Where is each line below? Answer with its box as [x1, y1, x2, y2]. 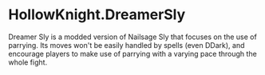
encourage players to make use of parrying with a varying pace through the [8, 49, 257, 58]
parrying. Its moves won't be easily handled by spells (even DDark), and [8, 40, 245, 49]
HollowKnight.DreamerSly [8, 6, 186, 24]
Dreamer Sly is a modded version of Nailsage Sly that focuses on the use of [8, 32, 257, 41]
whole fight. [8, 57, 48, 67]
